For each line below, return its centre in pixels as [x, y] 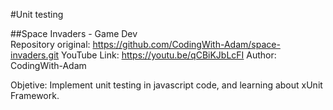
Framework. [35, 95]
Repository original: [50, 44]
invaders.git [35, 55]
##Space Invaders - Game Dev [74, 33]
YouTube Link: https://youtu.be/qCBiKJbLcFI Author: [169, 55]
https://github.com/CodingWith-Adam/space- [186, 44]
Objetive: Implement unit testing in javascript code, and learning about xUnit [166, 85]
